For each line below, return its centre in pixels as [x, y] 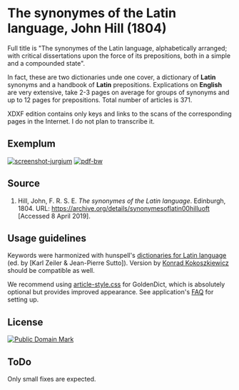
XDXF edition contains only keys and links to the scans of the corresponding [119, 114]
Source [24, 184]
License [25, 322]
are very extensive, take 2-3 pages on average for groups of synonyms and [118, 92]
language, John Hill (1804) [87, 28]
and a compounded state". [46, 63]
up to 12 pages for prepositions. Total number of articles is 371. [100, 100]
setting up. [23, 300]
